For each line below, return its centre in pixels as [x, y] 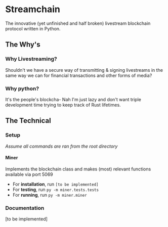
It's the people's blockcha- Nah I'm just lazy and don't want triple [73, 99]
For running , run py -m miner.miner [50, 195]
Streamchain [33, 9]
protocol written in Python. [33, 28]
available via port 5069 [29, 174]
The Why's [23, 45]
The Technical [28, 121]
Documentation [25, 208]
